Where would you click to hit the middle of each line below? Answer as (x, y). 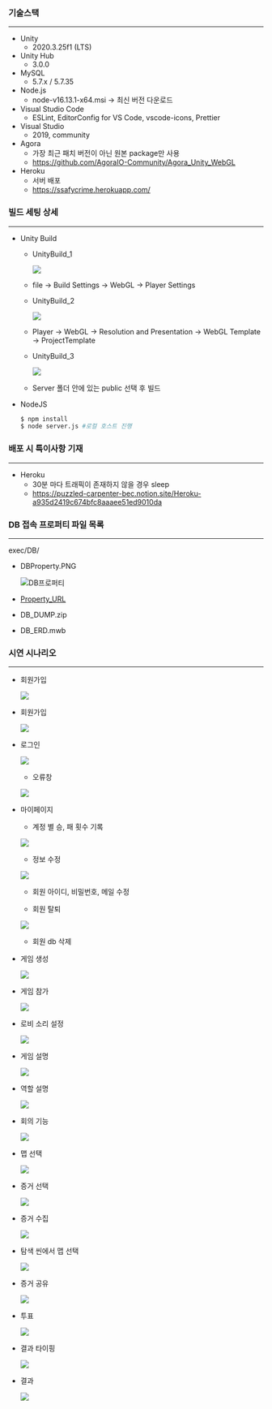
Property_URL (43, 599)
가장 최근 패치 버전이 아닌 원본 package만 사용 (106, 153)
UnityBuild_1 (52, 254)
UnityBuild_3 (53, 355)
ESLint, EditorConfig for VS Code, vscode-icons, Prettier (126, 118)
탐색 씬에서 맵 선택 (49, 1251)
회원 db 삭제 (52, 941)
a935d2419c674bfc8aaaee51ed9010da (97, 502)
